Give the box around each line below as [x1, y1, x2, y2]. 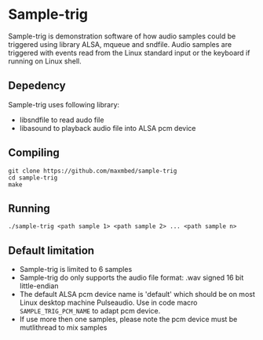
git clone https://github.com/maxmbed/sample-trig [8, 167, 177, 175]
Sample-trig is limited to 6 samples [19, 265, 133, 274]
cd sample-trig [8, 174, 58, 182]
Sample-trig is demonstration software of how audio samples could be [8, 31, 236, 41]
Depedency [8, 79, 66, 92]
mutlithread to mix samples [19, 323, 108, 332]
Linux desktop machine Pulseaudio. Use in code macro [19, 298, 198, 307]
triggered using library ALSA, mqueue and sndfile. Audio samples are [8, 39, 232, 49]
